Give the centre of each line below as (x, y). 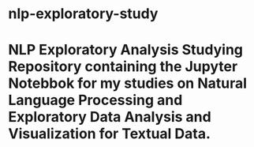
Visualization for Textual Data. (110, 134)
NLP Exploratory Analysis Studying (125, 50)
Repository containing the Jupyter (123, 67)
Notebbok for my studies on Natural (127, 83)
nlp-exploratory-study (83, 14)
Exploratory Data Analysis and (110, 117)
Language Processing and (95, 100)
